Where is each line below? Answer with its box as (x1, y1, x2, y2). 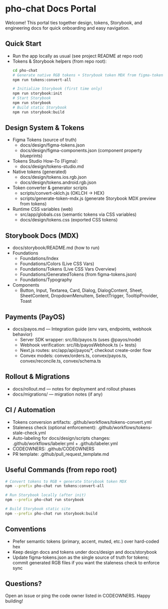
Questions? (5, 579, 42, 588)
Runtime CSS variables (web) (12, 206, 73, 212)
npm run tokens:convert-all (12, 77, 71, 82)
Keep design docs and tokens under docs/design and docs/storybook (12, 549, 157, 555)
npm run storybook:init (12, 91, 63, 96)
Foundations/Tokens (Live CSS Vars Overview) (20, 266, 117, 272)
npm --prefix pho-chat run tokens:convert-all (5, 483, 104, 489)
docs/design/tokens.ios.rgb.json (20, 174, 87, 180)
